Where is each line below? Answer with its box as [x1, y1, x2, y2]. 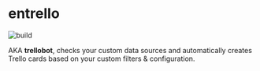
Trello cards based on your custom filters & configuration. [8, 54, 195, 63]
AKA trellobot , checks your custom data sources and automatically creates [8, 45, 252, 55]
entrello [8, 5, 61, 23]
